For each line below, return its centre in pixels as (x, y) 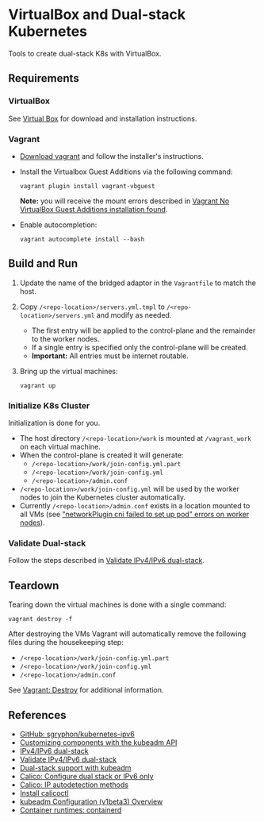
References (37, 715)
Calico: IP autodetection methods (74, 785)
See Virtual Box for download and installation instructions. (103, 118)
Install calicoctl (44, 793)
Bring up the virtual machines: (69, 371)
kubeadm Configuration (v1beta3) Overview (91, 801)
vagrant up (38, 386)
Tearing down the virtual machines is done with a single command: (117, 604)
